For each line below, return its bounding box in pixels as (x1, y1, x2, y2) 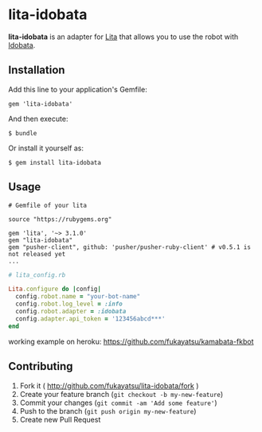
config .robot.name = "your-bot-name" (15, 293, 141, 301)
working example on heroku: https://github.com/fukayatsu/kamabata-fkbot (8, 337, 254, 346)
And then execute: (8, 114, 68, 123)
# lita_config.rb (8, 270, 66, 279)
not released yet (8, 250, 66, 258)
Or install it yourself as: (8, 143, 84, 153)
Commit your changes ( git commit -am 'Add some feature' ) (19, 398, 217, 407)
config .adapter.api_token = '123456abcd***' (15, 314, 166, 323)
